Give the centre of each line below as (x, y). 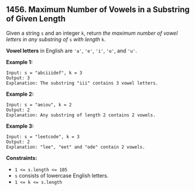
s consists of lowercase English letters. (61, 175)
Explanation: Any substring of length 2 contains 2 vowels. (81, 115)
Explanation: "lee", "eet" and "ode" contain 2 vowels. (76, 147)
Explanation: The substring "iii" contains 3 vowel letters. (82, 83)
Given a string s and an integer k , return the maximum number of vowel (92, 33)
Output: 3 (18, 78)
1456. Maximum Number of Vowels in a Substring (98, 10)
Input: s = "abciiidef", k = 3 (44, 73)
